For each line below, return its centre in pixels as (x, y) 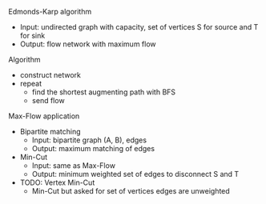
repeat (31, 84)
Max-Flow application (44, 116)
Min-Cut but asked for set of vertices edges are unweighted (131, 191)
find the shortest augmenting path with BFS (104, 92)
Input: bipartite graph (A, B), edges (89, 140)
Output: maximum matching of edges (93, 148)
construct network (50, 75)
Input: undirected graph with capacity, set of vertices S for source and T (139, 27)
